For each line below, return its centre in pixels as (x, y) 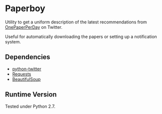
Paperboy (25, 9)
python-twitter (27, 69)
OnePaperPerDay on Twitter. (34, 27)
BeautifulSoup (26, 79)
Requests (21, 74)
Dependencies (28, 57)
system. (13, 41)
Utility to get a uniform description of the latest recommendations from (76, 22)
